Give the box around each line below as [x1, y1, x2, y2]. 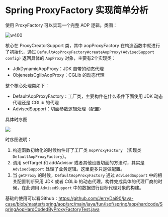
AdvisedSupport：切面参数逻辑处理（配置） [12, 106, 104, 112]
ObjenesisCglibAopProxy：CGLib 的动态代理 [12, 72, 105, 78]
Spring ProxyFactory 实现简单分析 [5, 5, 148, 16]
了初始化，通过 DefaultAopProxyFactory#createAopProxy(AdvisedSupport [5, 49, 155, 55]
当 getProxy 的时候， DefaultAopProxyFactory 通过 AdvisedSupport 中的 [12, 172, 158, 178]
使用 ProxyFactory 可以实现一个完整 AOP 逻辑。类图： [5, 22, 118, 28]
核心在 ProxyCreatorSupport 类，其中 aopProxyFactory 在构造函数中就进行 [5, 42, 160, 48]
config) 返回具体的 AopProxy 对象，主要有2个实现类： [5, 55, 116, 61]
